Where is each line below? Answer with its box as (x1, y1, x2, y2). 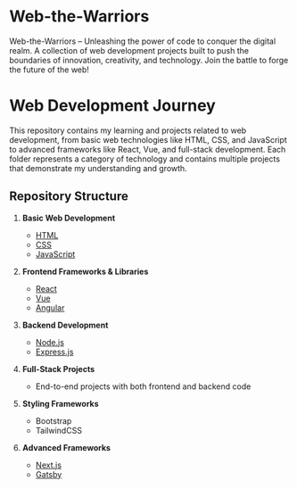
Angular (35, 302, 65, 313)
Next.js (35, 460, 62, 470)
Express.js (35, 346, 74, 357)
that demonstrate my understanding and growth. (9, 162, 187, 173)
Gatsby (35, 468, 62, 479)
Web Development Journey (9, 95, 216, 116)
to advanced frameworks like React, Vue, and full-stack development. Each (9, 144, 286, 154)
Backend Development (21, 319, 109, 330)
